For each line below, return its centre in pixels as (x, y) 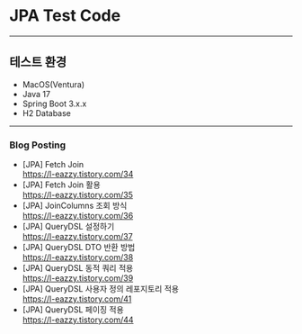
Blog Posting (38, 145)
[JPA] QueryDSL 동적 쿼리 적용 (78, 268)
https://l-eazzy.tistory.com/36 (78, 216)
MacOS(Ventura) (53, 84)
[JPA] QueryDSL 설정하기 (68, 227)
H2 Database (47, 113)
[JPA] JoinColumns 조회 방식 (75, 206)
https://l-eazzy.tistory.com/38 (78, 257)
